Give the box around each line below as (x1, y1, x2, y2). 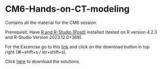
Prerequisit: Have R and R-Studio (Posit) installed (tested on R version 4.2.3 (5, 29, 158, 35)
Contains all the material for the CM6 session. (5, 20, 97, 25)
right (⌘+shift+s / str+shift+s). (5, 49, 67, 55)
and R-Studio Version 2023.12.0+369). (5, 34, 83, 40)
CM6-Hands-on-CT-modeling (5, 3, 130, 15)
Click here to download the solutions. (5, 58, 81, 64)
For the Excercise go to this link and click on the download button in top (5, 44, 150, 49)
